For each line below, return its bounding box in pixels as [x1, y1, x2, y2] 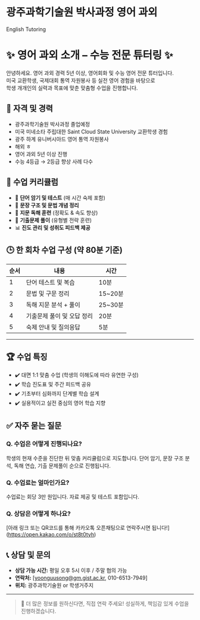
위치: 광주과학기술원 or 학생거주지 [14, 582, 94, 589]
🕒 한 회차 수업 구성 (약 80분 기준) [6, 245, 123, 255]
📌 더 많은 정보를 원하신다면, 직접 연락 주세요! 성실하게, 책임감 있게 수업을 [20, 600, 189, 607]
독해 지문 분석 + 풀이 [26, 301, 80, 309]
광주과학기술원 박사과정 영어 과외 [6, 5, 158, 19]
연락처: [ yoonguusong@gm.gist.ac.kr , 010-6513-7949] [14, 575, 148, 582]
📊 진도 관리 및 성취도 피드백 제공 [14, 224, 90, 231]
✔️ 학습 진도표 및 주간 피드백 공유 [14, 381, 91, 388]
